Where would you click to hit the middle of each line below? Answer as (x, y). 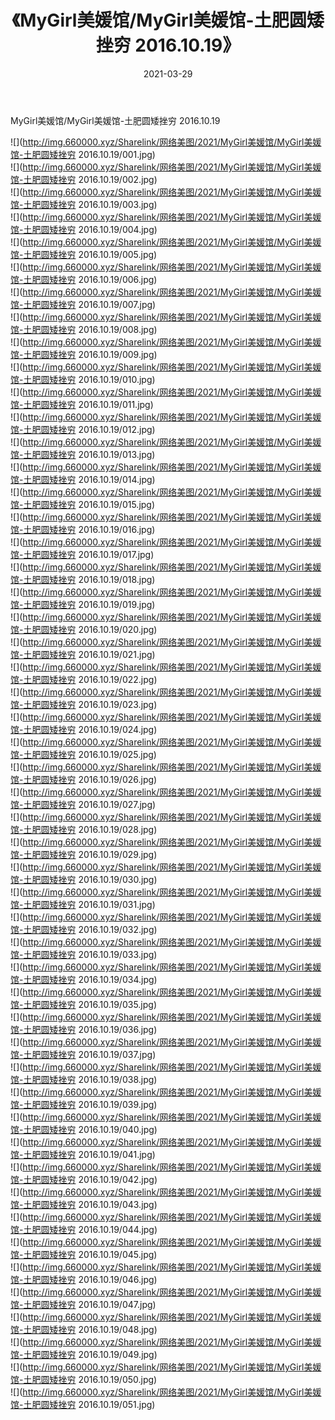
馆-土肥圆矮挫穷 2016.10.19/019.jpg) (83, 604)
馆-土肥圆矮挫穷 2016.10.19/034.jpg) (84, 979)
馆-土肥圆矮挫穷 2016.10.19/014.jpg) (83, 479)
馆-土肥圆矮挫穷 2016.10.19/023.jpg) (84, 704)
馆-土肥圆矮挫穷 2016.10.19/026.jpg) (84, 779)
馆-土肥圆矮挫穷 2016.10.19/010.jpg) (83, 379)
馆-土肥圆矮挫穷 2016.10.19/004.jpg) (84, 229)
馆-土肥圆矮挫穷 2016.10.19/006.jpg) (84, 279)
